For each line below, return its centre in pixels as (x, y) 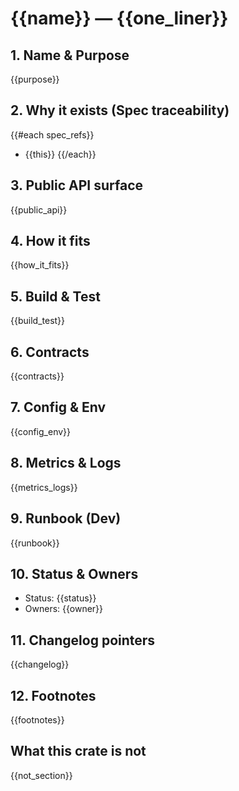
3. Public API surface (77, 185)
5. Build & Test (55, 296)
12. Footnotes (53, 695)
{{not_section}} (41, 775)
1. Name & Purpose (70, 55)
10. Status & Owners (74, 573)
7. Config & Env (58, 407)
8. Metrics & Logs (66, 463)
